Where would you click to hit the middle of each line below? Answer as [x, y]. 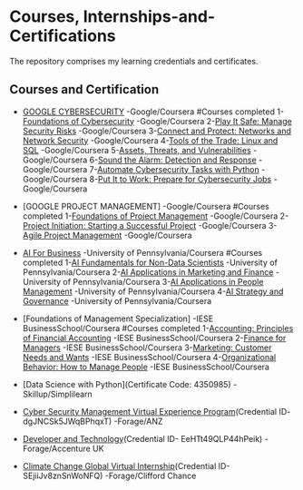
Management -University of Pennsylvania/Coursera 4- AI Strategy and [153, 291]
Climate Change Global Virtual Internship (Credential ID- [126, 465]
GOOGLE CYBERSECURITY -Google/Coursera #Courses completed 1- [153, 112]
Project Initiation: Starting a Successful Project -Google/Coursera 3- [150, 225]
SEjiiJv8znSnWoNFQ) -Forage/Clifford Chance [109, 475]
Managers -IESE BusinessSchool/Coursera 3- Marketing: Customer [147, 348]
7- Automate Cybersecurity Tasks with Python [175, 169]
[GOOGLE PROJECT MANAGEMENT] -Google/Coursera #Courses [146, 206]
